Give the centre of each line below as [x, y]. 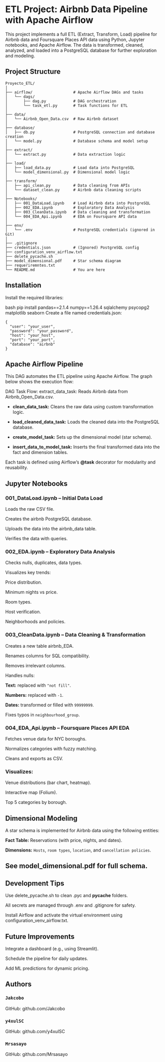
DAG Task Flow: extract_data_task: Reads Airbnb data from [67, 392]
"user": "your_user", [33, 326]
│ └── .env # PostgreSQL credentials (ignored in [80, 230]
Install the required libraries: [34, 297]
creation [14, 136]
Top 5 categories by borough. [36, 802]
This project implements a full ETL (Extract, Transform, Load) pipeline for [81, 34]
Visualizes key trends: [28, 573]
